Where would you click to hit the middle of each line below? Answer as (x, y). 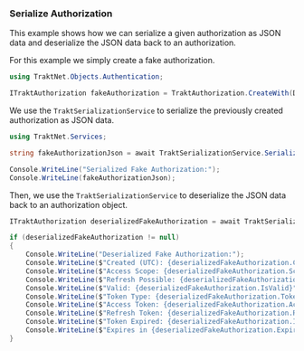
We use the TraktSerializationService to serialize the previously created (146, 110)
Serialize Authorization (61, 14)
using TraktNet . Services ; (58, 137)
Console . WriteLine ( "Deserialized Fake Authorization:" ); (135, 255)
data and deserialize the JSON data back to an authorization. (123, 43)
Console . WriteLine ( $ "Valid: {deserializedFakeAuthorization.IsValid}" (161, 288)
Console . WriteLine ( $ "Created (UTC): (95, 263)
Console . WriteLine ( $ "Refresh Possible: (101, 280)
